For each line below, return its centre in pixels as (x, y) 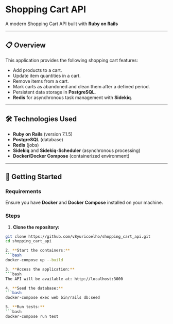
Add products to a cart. (37, 70)
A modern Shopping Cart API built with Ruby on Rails (62, 24)
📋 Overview (26, 45)
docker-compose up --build (34, 260)
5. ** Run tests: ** (25, 307)
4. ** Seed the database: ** (34, 288)
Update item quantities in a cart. (47, 75)
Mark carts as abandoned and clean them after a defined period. (81, 86)
